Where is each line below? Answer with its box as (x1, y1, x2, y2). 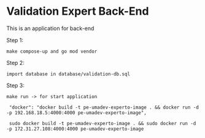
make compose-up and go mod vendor (6, 48, 98, 55)
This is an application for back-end (6, 25, 95, 32)
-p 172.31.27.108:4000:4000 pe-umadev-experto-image (6, 126, 144, 132)
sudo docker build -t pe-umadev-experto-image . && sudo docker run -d (9, 120, 196, 126)
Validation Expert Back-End (6, 4, 149, 18)
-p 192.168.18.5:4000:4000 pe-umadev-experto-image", (6, 109, 147, 116)
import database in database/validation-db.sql (6, 71, 131, 77)
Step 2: (6, 59, 25, 66)
